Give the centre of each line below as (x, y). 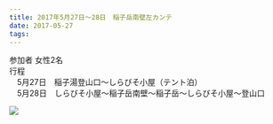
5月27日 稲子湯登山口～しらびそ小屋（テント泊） (109, 82)
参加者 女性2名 (36, 60)
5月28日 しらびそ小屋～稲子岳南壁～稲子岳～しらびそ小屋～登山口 (141, 93)
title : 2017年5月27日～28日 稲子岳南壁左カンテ (91, 17)
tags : (19, 34)
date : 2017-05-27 (41, 26)
